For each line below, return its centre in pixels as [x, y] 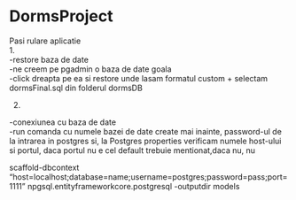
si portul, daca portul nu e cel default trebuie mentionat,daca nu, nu [132, 150]
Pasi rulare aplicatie [45, 41]
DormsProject [61, 16]
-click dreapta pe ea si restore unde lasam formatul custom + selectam [139, 78]
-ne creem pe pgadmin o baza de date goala [90, 69]
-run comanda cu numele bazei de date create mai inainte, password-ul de [145, 131]
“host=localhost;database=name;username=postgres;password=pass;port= [148, 177]
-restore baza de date [49, 59]
